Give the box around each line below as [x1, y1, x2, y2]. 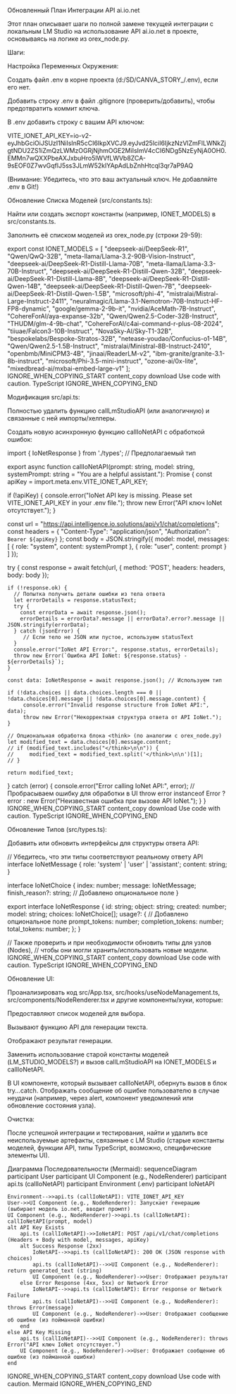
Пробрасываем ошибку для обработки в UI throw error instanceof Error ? [7, 789, 225, 797]
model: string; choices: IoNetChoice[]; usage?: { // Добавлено [7, 910, 189, 918]
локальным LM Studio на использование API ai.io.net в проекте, [7, 27, 199, 35]
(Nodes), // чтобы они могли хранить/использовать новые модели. [7, 946, 209, 954]
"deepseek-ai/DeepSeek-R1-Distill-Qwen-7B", [43, 282, 177, 290]
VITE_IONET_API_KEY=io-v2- [7, 132, 92, 139]
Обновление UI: [7, 975, 55, 983]
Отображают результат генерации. [7, 1037, 113, 1045]
